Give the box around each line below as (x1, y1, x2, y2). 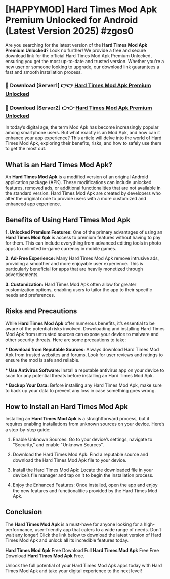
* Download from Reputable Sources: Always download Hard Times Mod (5, 346, 159, 352)
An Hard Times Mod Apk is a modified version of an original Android (5, 174, 148, 180)
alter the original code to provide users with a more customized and (5, 195, 147, 201)
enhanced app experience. (5, 201, 62, 207)
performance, (5, 527, 34, 533)
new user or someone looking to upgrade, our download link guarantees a (5, 64, 159, 70)
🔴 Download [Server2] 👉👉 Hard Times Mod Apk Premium (5, 104, 152, 111)
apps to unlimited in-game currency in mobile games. (5, 245, 116, 251)
